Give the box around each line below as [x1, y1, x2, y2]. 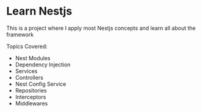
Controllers [15, 74, 44, 81]
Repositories [15, 86, 47, 94]
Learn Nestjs [6, 4, 73, 18]
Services [15, 67, 38, 74]
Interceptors [15, 93, 46, 100]
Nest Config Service [15, 80, 67, 88]
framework [6, 30, 34, 38]
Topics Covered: [6, 43, 48, 50]
